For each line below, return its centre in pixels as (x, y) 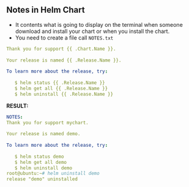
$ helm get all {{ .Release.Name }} (61, 88)
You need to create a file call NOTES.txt (64, 37)
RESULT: (17, 105)
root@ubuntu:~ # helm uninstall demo (53, 174)
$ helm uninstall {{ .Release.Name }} (64, 94)
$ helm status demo (39, 157)
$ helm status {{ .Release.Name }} (60, 83)
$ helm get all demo (41, 162)
